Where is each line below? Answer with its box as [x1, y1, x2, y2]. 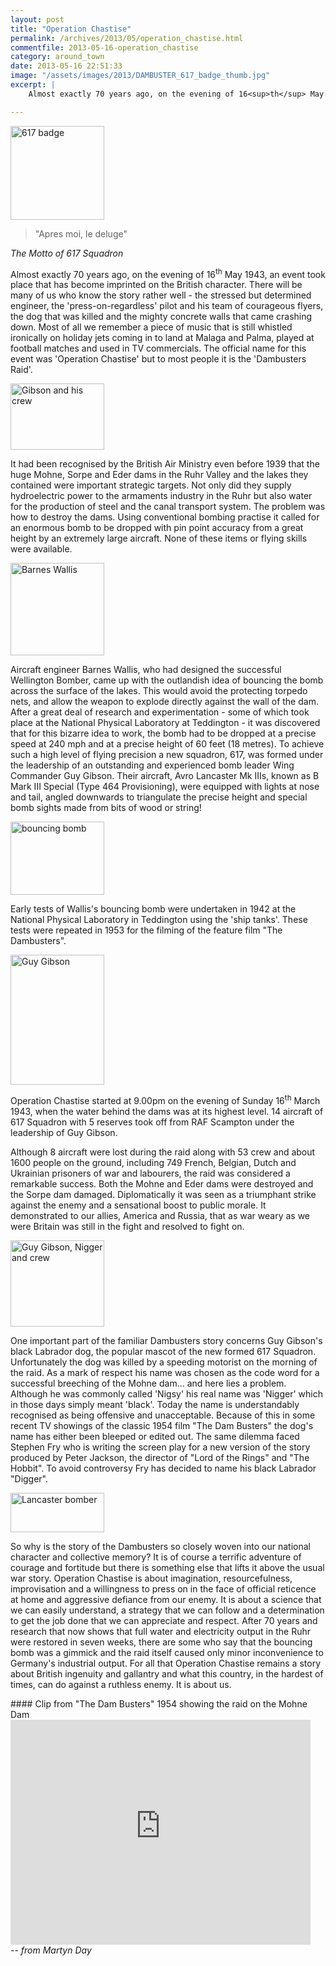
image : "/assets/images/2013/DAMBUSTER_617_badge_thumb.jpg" [10, 71, 271, 81]
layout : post [10, 14, 65, 25]
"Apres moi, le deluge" [34, 227, 128, 240]
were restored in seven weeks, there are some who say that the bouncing [10, 1636, 313, 1648]
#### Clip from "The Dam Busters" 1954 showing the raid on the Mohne [10, 1697, 308, 1710]
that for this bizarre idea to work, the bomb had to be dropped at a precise [10, 727, 317, 740]
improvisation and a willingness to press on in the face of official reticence [10, 1582, 317, 1595]
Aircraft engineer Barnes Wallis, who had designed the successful [10, 664, 282, 676]
